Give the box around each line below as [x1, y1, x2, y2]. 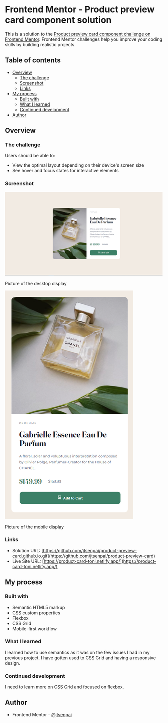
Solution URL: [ [12, 547, 43, 553]
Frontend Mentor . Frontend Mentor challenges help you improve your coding [5, 36, 163, 42]
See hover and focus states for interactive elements [12, 168, 119, 174]
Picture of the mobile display [5, 524, 64, 530]
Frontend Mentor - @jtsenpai [12, 711, 72, 717]
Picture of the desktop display [5, 280, 67, 286]
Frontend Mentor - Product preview [5, 4, 155, 15]
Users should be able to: [5, 153, 56, 159]
